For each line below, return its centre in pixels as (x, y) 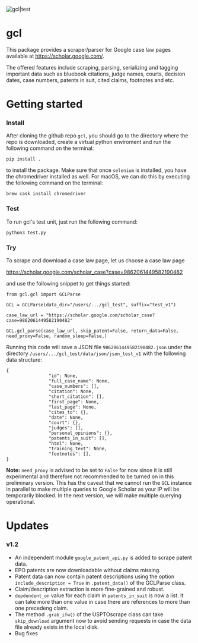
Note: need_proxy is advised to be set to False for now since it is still (89, 471)
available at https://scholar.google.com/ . (55, 56)
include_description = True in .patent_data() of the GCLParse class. (100, 582)
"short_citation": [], (76, 397)
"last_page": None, (72, 407)
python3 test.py (26, 233)
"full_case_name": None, (79, 381)
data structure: (24, 360)
